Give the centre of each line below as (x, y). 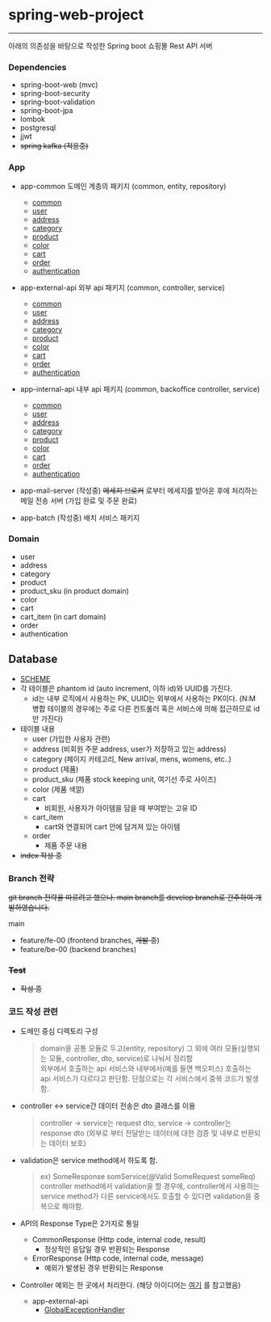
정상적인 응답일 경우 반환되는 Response (107, 1249)
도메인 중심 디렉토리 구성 (59, 1030)
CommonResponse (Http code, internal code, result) (119, 1239)
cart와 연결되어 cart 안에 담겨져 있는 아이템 (112, 826)
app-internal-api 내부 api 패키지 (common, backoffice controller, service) (140, 388)
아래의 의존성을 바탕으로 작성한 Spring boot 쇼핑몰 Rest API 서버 (110, 45)
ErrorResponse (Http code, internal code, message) (118, 1258)
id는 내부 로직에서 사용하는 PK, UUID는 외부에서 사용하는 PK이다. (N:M (144, 698)
